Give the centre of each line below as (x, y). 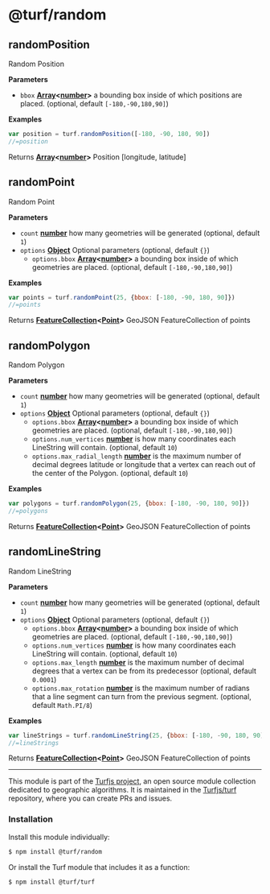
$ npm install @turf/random (55, 851)
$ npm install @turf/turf (51, 882)
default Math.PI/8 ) (62, 705)
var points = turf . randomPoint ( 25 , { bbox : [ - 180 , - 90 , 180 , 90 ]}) (122, 297)
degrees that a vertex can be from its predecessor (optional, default (144, 671)
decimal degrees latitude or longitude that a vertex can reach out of (143, 465)
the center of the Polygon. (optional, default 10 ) (110, 474)
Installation (31, 819)
